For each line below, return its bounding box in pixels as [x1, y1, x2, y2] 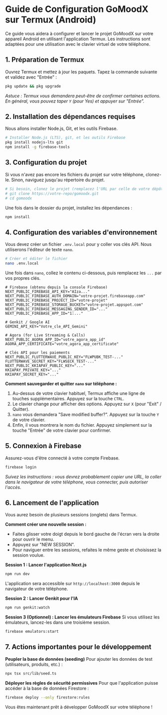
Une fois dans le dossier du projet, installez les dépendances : [5, 205, 133, 211]
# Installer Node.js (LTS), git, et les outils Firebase [5, 135, 126, 140]
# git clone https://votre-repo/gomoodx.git [5, 191, 99, 196]
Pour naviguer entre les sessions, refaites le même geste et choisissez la [12, 547, 162, 553]
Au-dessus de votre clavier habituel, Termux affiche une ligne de [12, 390, 145, 396]
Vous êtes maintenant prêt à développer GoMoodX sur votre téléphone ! [5, 704, 153, 710]
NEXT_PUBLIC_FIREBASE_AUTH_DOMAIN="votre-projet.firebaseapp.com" [5, 293, 146, 298]
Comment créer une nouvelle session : [5, 521, 87, 527]
